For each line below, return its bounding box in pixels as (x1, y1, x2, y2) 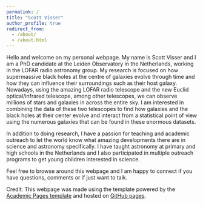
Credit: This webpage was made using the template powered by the (6, 186, 176, 193)
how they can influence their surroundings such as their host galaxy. (6, 79, 178, 87)
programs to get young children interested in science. (6, 156, 141, 163)
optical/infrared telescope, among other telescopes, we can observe (6, 92, 178, 99)
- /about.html (12, 37, 47, 43)
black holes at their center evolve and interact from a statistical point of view (6, 112, 198, 119)
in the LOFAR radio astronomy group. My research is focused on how (6, 67, 179, 73)
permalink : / (6, 8, 39, 15)
